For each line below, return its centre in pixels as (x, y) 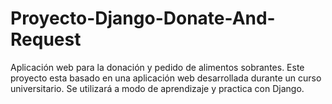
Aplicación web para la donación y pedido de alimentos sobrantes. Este (157, 67)
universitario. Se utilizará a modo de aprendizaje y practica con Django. (157, 88)
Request (46, 39)
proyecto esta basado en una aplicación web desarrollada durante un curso (166, 78)
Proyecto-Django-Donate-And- (143, 18)
